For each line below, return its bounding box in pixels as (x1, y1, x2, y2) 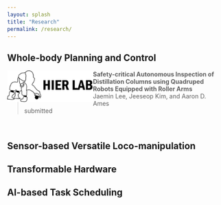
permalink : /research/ (7, 25, 72, 32)
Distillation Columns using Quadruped (93, 78, 205, 86)
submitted (23, 107, 53, 115)
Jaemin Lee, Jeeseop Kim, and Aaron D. (93, 92, 207, 100)
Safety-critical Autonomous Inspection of (93, 70, 214, 78)
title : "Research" (7, 18, 60, 25)
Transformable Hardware (7, 163, 117, 175)
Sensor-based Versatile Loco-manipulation (7, 140, 196, 151)
